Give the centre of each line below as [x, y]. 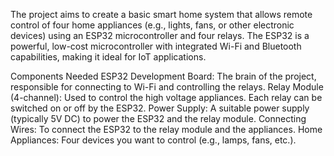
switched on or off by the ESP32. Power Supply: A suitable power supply [160, 108]
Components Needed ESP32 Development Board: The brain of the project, [163, 76]
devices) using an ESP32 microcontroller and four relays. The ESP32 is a [160, 35]
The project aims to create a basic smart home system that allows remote [161, 14]
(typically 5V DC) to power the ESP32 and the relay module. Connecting [158, 118]
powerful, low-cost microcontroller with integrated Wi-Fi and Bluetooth [156, 46]
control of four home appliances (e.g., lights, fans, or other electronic [152, 25]
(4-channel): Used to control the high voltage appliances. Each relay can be [166, 97]
